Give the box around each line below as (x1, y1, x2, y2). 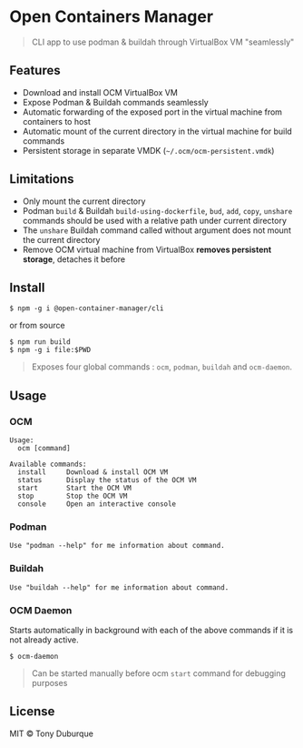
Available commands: (9, 460, 88, 470)
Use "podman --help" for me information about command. (9, 541, 225, 551)
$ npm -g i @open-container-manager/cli (9, 304, 165, 313)
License (9, 703, 55, 720)
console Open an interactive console (17, 500, 177, 509)
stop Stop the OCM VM (17, 491, 128, 501)
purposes (31, 677, 68, 688)
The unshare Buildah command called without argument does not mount (22, 225, 292, 236)
